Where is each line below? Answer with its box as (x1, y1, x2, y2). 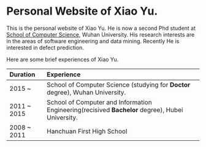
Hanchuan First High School (47, 127, 128, 135)
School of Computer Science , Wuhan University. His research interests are (6, 30, 195, 38)
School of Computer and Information (47, 98, 152, 106)
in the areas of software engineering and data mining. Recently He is (6, 37, 180, 45)
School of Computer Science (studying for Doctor (47, 81, 191, 89)
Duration (9, 70, 36, 79)
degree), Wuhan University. (47, 88, 126, 96)
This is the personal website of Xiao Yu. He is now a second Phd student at (6, 24, 196, 32)
